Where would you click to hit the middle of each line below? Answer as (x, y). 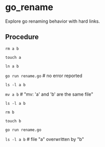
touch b (13, 121)
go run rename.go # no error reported (44, 76)
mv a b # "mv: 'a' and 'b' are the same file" (49, 94)
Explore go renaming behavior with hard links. (53, 21)
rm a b (12, 49)
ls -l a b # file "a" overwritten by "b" (45, 139)
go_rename (29, 7)
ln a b (12, 66)
